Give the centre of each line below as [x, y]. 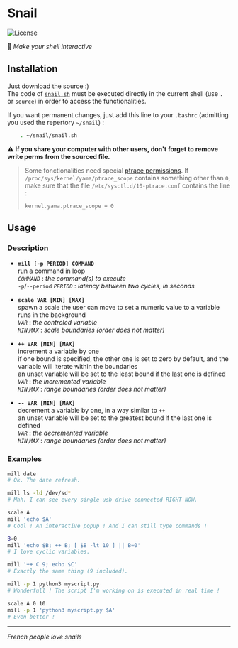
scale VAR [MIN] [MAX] [51, 301]
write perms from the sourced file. [59, 156]
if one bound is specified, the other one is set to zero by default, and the [123, 359]
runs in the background [52, 315]
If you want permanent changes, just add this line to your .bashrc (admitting [118, 114]
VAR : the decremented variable [63, 433]
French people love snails [45, 637]
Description [28, 248]
